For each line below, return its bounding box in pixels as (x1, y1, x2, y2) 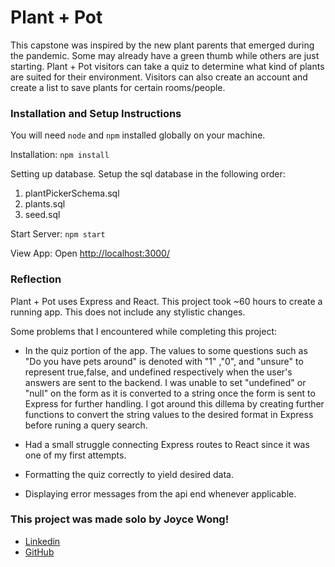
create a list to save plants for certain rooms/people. (10, 81, 226, 93)
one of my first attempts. (24, 449, 127, 461)
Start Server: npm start (10, 228, 106, 240)
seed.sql (24, 209, 61, 221)
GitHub (24, 546, 55, 558)
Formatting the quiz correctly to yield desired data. (24, 468, 234, 480)
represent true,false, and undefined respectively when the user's (24, 366, 293, 378)
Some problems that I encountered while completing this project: (10, 325, 277, 337)
